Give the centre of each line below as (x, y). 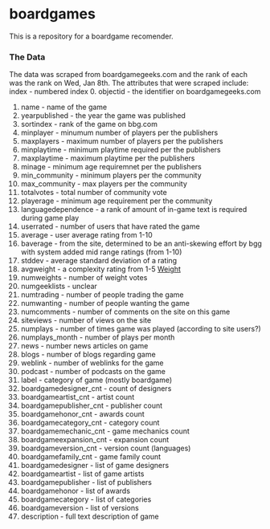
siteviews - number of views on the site (86, 320)
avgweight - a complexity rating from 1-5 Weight (101, 269)
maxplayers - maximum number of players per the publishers (122, 141)
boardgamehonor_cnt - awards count (83, 414)
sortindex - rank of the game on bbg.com (89, 124)
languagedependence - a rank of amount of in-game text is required (134, 210)
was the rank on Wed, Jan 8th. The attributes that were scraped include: (129, 83)
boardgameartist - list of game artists (82, 474)
